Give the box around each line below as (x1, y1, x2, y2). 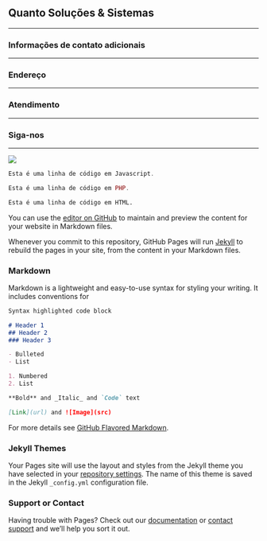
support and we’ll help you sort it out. (8, 524, 130, 534)
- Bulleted (8, 350, 44, 359)
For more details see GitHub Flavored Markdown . (8, 422, 169, 432)
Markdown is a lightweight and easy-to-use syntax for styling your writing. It (8, 282, 258, 293)
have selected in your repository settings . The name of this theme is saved (8, 469, 253, 478)
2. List (8, 379, 34, 388)
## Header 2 (8, 329, 48, 337)
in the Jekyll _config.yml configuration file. (8, 477, 149, 487)
